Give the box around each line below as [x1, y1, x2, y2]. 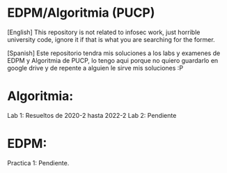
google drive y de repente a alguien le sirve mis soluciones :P [7, 63, 183, 72]
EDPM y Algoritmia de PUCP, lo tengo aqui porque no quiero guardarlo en [7, 56, 219, 64]
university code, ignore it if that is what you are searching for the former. [7, 35, 215, 43]
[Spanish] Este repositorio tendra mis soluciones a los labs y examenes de [7, 49, 221, 57]
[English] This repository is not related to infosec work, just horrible [7, 28, 201, 36]
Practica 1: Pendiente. [7, 158, 70, 167]
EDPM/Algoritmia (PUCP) [7, 5, 155, 21]
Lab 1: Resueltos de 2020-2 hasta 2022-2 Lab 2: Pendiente [7, 111, 177, 119]
